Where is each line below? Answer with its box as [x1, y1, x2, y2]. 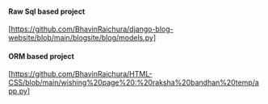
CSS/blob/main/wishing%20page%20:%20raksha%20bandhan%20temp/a [8, 77, 260, 88]
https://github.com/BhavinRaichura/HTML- [10, 69, 153, 79]
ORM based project [8, 51, 75, 60]
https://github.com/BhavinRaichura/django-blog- [10, 24, 174, 34]
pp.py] [8, 86, 31, 96]
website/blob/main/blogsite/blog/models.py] [8, 33, 157, 43]
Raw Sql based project [8, 6, 86, 16]
